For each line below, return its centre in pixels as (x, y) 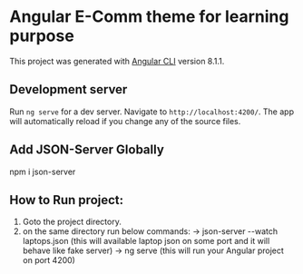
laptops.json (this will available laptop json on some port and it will (146, 241)
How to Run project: (67, 200)
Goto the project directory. (72, 222)
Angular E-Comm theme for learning (149, 17)
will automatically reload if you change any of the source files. (125, 121)
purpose (42, 36)
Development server (68, 89)
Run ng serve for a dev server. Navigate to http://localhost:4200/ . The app (152, 112)
